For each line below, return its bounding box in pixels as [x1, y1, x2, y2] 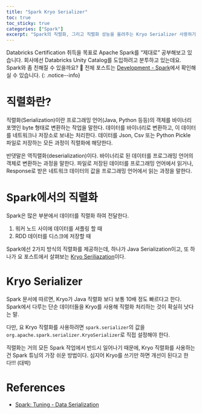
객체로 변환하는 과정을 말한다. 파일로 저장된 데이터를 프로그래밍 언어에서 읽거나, [6, 160, 194, 167]
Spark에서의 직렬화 [6, 191, 98, 205]
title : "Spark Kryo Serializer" [6, 8, 88, 15]
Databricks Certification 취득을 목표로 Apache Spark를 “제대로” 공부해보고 [6, 49, 186, 56]
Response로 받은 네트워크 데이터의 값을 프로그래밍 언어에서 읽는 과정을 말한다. [6, 168, 192, 175]
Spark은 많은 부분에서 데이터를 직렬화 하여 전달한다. [6, 212, 129, 219]
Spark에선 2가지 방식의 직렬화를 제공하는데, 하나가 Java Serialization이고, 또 [6, 245, 189, 253]
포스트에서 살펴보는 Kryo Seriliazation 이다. [24, 253, 126, 260]
